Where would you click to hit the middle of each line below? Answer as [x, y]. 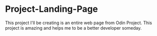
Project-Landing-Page [52, 9]
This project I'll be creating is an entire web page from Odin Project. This [79, 23]
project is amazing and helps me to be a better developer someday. [73, 28]
